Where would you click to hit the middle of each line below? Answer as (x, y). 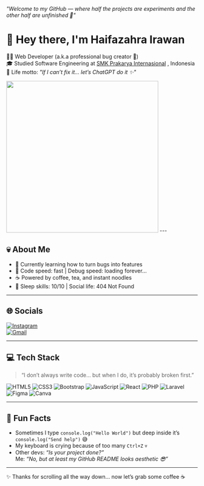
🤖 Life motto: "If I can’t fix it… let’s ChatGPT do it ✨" (71, 72)
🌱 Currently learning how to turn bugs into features (79, 264)
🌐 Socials (25, 311)
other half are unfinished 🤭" (41, 15)
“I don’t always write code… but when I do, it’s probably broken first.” (107, 375)
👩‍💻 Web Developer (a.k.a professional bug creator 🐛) (72, 56)
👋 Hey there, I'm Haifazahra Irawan (96, 40)
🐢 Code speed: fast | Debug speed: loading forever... (81, 271)
